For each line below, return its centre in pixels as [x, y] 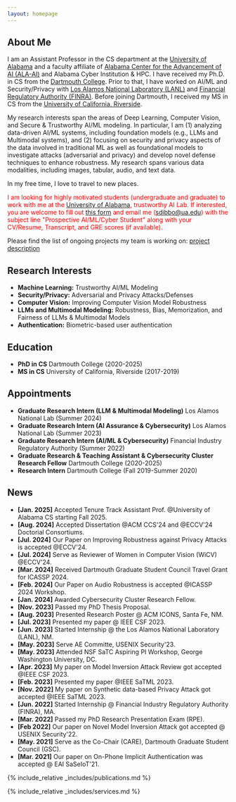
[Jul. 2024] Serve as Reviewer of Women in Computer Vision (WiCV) [117, 554]
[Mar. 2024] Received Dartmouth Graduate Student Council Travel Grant [123, 569]
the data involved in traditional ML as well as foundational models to [105, 148]
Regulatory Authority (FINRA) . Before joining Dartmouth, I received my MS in [118, 96]
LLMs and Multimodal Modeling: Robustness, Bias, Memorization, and [120, 310]
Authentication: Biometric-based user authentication [95, 325]
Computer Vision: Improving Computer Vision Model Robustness [112, 303]
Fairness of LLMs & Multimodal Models [74, 318]
